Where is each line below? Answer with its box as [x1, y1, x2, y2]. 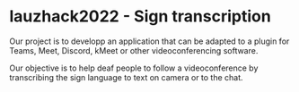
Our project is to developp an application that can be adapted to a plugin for [9, 36, 290, 46]
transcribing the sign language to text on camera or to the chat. [9, 71, 244, 82]
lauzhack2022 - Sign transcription [9, 6, 271, 27]
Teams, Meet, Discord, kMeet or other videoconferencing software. [9, 45, 259, 55]
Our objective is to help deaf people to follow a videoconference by [9, 63, 259, 73]
